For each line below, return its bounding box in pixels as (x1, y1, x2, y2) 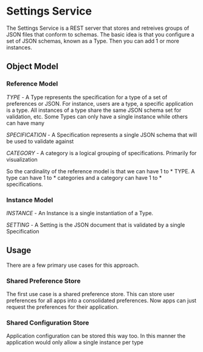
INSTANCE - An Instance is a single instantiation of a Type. (6, 209, 154, 216)
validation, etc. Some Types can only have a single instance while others (6, 112, 188, 120)
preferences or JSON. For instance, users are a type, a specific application (6, 100, 193, 107)
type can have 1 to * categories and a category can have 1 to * (6, 174, 162, 181)
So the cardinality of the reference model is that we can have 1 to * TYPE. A (6, 167, 195, 174)
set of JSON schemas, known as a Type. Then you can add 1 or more (6, 37, 179, 44)
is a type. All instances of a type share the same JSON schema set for (6, 106, 182, 114)
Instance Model (6, 196, 53, 204)
